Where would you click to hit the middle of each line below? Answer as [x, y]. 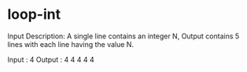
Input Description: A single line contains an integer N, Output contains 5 [124, 36]
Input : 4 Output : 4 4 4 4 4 [51, 59]
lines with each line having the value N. [71, 44]
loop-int [34, 14]
